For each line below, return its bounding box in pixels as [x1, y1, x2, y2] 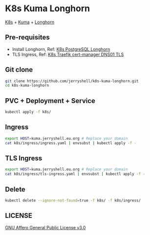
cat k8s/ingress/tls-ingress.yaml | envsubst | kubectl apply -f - [5, 171, 146, 176]
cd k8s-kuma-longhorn [5, 83, 49, 88]
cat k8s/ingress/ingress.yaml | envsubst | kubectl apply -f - [5, 140, 137, 146]
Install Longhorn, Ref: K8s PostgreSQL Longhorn [12, 46, 110, 52]
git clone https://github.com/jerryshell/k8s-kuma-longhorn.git [5, 79, 139, 84]
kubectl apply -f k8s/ [5, 109, 51, 115]
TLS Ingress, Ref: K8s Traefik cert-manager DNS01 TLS [12, 51, 124, 57]
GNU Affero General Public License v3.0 [5, 224, 86, 230]
